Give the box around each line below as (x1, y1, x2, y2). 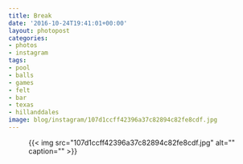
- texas (8, 101, 35, 109)
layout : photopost (8, 26, 70, 34)
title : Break (8, 11, 52, 20)
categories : (8, 34, 48, 42)
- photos (8, 42, 38, 50)
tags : (8, 57, 27, 65)
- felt (8, 86, 31, 94)
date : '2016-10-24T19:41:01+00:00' (8, 19, 128, 27)
